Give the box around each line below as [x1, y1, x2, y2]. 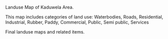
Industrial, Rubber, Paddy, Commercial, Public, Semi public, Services [5, 19, 149, 25]
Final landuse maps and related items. [5, 29, 85, 34]
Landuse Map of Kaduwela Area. [5, 4, 74, 10]
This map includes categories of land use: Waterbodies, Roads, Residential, [5, 14, 163, 19]
